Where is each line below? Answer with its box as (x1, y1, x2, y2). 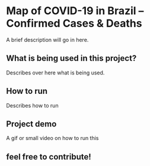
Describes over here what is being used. (6, 69, 105, 76)
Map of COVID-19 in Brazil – (6, 4, 144, 18)
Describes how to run (6, 102, 59, 109)
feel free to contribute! (6, 152, 92, 162)
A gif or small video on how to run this (6, 135, 99, 142)
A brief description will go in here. (6, 36, 89, 43)
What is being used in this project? (6, 53, 137, 63)
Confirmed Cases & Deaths (6, 17, 142, 30)
